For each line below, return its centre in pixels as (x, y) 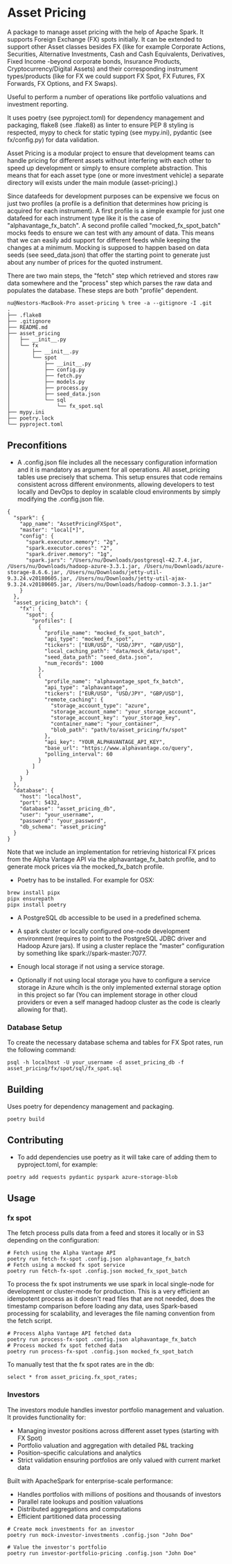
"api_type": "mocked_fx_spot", (89, 639)
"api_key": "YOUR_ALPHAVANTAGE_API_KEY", (105, 742)
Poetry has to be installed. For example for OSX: (86, 880)
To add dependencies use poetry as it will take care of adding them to (117, 1157)
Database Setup (35, 1027)
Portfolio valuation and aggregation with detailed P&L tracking (105, 1445)
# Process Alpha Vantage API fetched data (69, 1334)
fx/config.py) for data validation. (53, 139)
